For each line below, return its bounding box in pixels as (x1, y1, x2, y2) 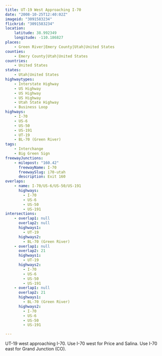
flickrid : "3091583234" (5, 21, 55, 26)
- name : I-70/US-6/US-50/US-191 (14, 183, 81, 188)
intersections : (5, 211, 37, 216)
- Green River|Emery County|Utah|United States (14, 44, 115, 49)
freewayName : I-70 (18, 165, 57, 170)
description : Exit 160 (18, 174, 66, 179)
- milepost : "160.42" (14, 160, 59, 165)
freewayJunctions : (5, 156, 43, 161)
